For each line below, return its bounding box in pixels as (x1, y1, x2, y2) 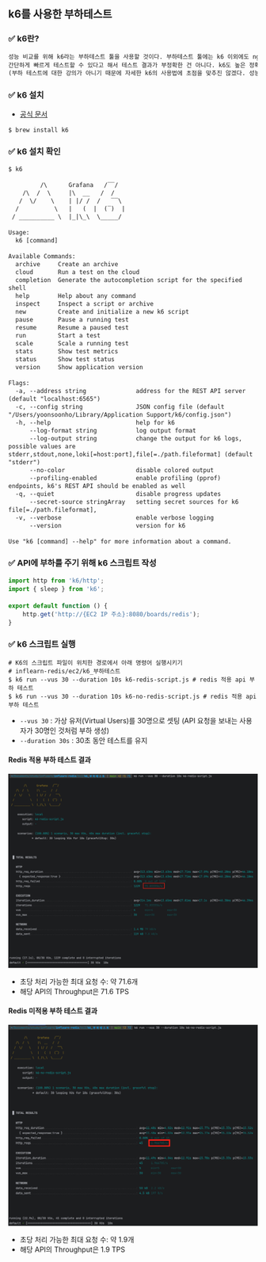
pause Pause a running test (15, 315, 129, 323)
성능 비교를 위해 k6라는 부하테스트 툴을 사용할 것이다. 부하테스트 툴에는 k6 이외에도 (8, 52, 249, 61)
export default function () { (8, 601, 108, 610)
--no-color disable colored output (28, 466, 215, 474)
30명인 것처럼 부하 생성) (34, 726, 109, 735)
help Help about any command (15, 292, 136, 299)
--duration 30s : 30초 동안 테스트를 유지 (19, 735, 148, 745)
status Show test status (15, 355, 115, 363)
